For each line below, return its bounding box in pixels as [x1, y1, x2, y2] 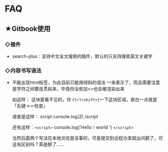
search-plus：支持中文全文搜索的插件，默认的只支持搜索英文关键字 [12, 53, 153, 59]
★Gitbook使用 [5, 24, 51, 33]
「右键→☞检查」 [12, 103, 48, 109]
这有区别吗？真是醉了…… [12, 141, 64, 147]
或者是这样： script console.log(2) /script [12, 114, 98, 120]
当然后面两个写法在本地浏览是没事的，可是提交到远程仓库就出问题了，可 [12, 135, 163, 141]
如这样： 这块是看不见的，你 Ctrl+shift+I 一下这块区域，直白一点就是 [12, 96, 157, 103]
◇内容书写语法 [5, 67, 41, 74]
